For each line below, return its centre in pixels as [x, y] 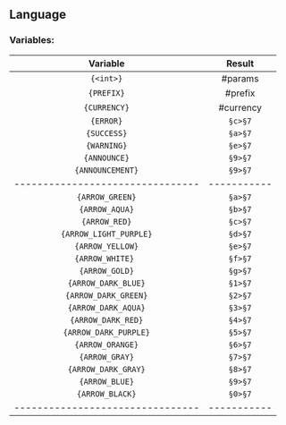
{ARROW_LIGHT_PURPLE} [107, 234]
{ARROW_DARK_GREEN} [107, 295]
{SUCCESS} [107, 133]
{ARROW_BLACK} [106, 394]
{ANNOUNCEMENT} [107, 170]
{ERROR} [107, 121]
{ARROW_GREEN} [106, 197]
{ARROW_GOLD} [107, 271]
